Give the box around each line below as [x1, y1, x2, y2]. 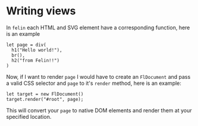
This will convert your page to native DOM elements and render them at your [6, 106, 192, 114]
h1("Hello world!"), [11, 47, 62, 53]
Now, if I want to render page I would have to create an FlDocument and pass [6, 73, 191, 80]
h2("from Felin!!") [11, 57, 60, 63]
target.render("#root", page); [6, 96, 84, 102]
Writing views [6, 4, 76, 18]
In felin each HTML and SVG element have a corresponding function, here [6, 24, 190, 31]
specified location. [6, 113, 52, 120]
